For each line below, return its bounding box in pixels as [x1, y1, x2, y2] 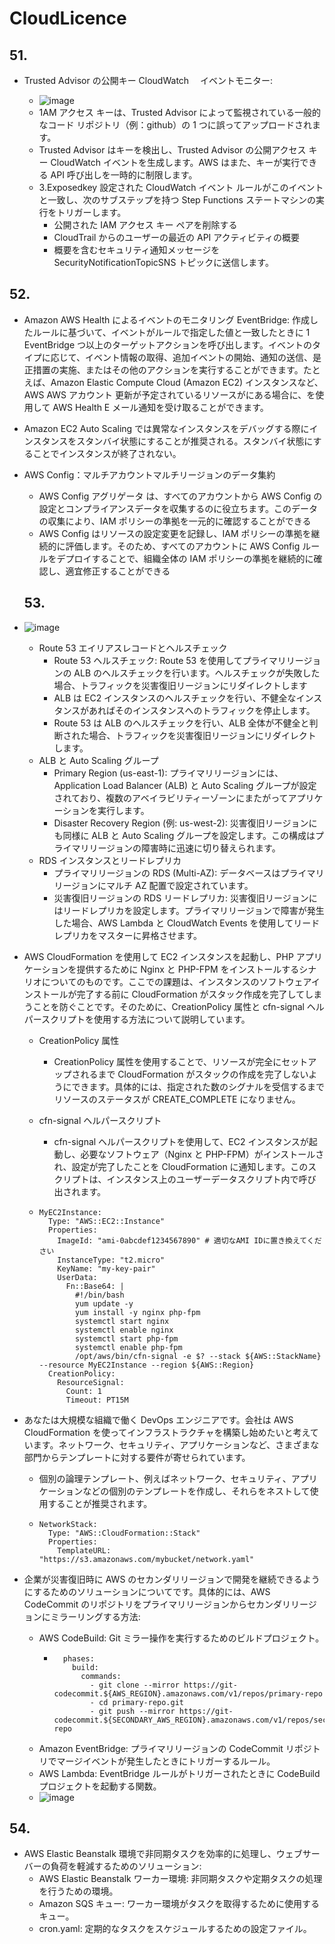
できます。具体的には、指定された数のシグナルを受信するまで [71, 1080, 325, 1092]
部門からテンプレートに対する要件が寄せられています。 [23, 1451, 251, 1463]
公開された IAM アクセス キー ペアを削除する [53, 219, 238, 231]
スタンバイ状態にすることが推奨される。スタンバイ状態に [76, 435, 314, 447]
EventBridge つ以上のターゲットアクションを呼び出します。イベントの [23, 338, 312, 351]
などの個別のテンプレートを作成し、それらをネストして [82, 1485, 311, 1497]
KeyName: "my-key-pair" [57, 1263, 156, 1274]
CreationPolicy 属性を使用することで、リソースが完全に [53, 1055, 282, 1067]
